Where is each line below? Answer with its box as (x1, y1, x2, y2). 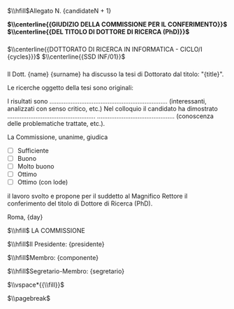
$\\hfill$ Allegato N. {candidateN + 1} (7, 7, 112, 15)
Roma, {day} (7, 213, 43, 222)
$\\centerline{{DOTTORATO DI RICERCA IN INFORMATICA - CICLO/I (7, 45, 203, 53)
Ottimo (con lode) (17, 178, 68, 187)
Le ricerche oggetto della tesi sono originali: (7, 83, 134, 92)
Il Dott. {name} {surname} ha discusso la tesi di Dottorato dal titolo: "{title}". (7, 70, 224, 78)
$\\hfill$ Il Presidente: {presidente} (7, 240, 105, 248)
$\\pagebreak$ (7, 294, 51, 303)
